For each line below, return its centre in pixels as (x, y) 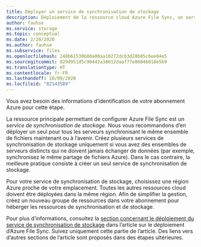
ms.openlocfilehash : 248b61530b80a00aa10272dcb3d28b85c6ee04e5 (87, 56)
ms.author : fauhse (29, 45)
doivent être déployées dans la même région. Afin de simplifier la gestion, (97, 194)
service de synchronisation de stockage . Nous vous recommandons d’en (96, 125)
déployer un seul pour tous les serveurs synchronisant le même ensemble (97, 132)
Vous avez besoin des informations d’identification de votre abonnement (96, 101)
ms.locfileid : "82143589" (38, 84)
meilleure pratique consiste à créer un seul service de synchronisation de (97, 163)
